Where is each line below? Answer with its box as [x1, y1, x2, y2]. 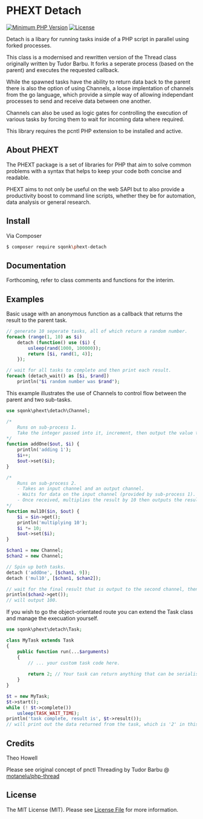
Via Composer [6, 232, 42, 239]
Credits [6, 738, 35, 748]
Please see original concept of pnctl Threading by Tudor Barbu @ [6, 766, 170, 773]
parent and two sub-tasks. [6, 396, 72, 403]
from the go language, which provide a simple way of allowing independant [6, 91, 194, 98]
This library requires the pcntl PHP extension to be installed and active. [6, 127, 183, 134]
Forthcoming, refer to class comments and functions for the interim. [6, 277, 175, 284]
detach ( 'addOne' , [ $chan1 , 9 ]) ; [6, 570, 91, 576]
